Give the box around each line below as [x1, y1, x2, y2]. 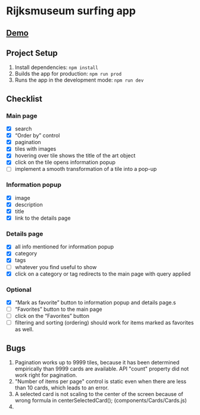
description [14, 201, 43, 208]
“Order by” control [14, 132, 60, 139]
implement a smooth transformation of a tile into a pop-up [14, 166, 157, 173]
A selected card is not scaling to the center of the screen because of [14, 391, 183, 398]
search [14, 125, 32, 132]
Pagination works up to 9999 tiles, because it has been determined [14, 359, 180, 366]
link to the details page [14, 214, 71, 221]
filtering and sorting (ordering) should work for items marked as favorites [14, 319, 194, 326]
